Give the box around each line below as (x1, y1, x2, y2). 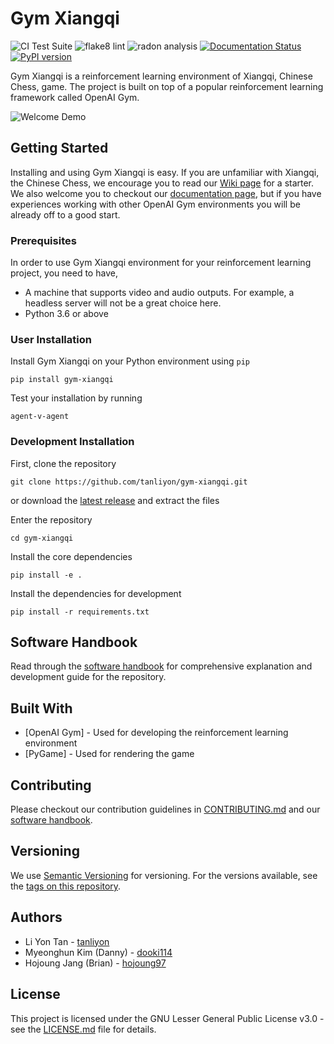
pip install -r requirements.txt (10, 607, 150, 617)
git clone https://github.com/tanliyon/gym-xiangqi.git (10, 477, 248, 487)
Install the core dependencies (10, 550, 133, 562)
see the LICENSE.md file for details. (10, 1023, 157, 1035)
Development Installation (10, 435, 135, 449)
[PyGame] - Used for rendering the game (24, 748, 195, 760)
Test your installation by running (10, 392, 143, 404)
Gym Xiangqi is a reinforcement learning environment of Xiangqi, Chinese (10, 70, 313, 82)
